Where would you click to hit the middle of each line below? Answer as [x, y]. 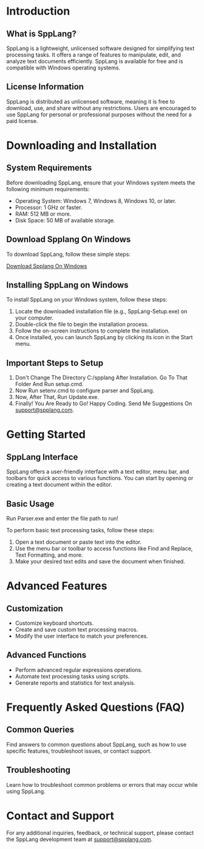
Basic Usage [30, 504]
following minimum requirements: [48, 189]
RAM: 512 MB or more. [43, 214]
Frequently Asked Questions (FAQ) [96, 707]
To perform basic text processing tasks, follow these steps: [80, 530]
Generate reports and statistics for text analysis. [75, 683]
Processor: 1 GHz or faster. [49, 207]
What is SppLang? [42, 34]
